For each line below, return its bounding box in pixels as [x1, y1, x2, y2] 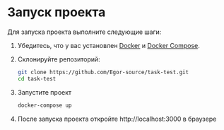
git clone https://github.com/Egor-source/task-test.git [17, 69, 189, 76]
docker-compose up [17, 102, 72, 109]
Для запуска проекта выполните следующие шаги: [7, 28, 162, 36]
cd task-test [17, 75, 57, 82]
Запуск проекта [7, 4, 106, 20]
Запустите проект [17, 88, 72, 96]
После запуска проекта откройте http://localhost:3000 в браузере [17, 114, 217, 123]
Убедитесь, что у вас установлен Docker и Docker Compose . [17, 41, 200, 49]
